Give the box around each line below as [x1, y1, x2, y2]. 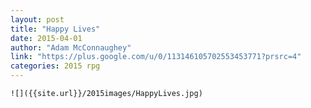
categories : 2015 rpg [10, 61, 101, 71]
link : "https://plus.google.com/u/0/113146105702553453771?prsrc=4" [10, 52, 302, 62]
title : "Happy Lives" [10, 24, 101, 34]
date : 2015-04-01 [10, 33, 83, 43]
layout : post [10, 14, 65, 25]
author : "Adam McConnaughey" [10, 42, 132, 53]
